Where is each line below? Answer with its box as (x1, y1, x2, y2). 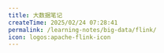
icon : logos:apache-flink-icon (8, 33, 111, 41)
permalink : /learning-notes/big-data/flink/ (8, 26, 157, 34)
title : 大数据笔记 (8, 11, 63, 19)
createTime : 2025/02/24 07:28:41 (8, 19, 118, 26)
